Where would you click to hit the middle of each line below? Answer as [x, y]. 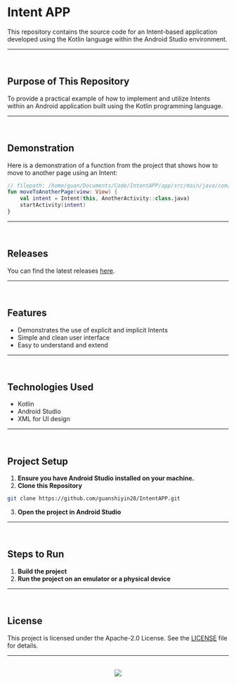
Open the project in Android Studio [69, 512]
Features [27, 313]
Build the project [42, 571]
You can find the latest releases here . [61, 271]
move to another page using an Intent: [63, 172]
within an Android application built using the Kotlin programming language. [115, 105]
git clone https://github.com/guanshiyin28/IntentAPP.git [94, 499]
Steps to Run [36, 554]
